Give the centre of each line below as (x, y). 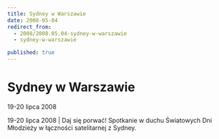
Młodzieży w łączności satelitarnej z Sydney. (72, 128)
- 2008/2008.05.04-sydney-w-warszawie (71, 33)
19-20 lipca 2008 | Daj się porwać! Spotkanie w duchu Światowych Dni (110, 120)
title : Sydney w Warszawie (47, 14)
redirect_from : (29, 27)
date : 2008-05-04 (33, 20)
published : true (31, 53)
